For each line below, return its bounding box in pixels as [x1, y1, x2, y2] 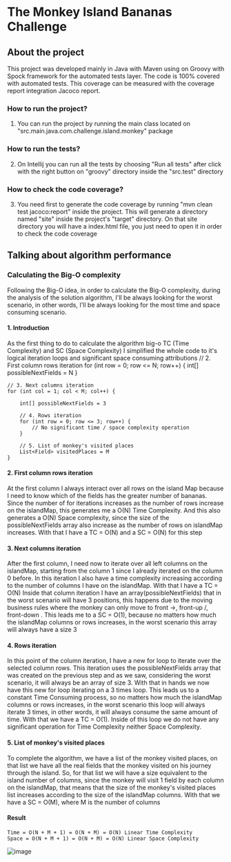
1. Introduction [7, 324, 50, 332]
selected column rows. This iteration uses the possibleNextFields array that [7, 664, 221, 672]
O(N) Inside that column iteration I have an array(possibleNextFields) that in [7, 588, 222, 597]
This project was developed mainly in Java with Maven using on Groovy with [7, 65, 225, 73]
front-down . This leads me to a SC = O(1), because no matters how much [7, 611, 217, 619]
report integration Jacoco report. [7, 87, 101, 95]
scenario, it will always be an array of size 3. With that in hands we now [7, 678, 210, 687]
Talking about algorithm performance [7, 249, 172, 261]
